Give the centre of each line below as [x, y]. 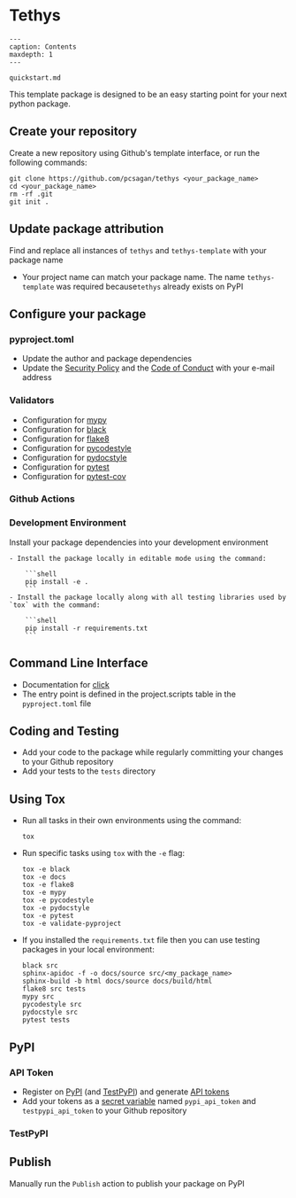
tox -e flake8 [48, 885]
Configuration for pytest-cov [74, 476]
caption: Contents [43, 47]
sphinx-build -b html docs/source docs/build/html [117, 981]
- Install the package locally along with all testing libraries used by [148, 597]
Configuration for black [64, 429]
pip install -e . [57, 581]
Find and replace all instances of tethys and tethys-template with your [138, 250]
